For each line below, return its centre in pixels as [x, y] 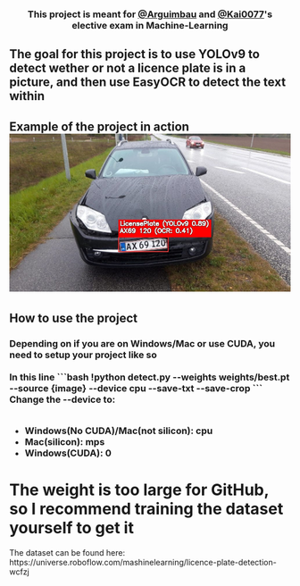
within [27, 96]
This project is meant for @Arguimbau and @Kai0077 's [150, 14]
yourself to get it [71, 528]
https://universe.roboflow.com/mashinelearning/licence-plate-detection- [143, 563]
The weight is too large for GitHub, [139, 490]
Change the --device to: [62, 399]
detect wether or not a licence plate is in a [128, 68]
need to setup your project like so [83, 355]
